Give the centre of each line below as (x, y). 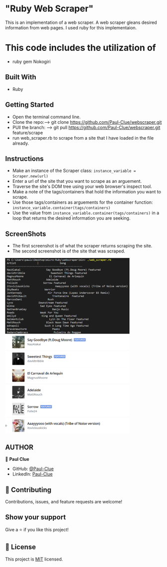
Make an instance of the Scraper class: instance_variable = (74, 171)
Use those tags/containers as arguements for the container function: (83, 202)
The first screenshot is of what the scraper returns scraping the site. (82, 246)
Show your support (36, 517)
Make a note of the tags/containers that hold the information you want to (87, 192)
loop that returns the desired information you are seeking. (71, 218)
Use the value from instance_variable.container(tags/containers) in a (86, 213)
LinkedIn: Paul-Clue (33, 474)
